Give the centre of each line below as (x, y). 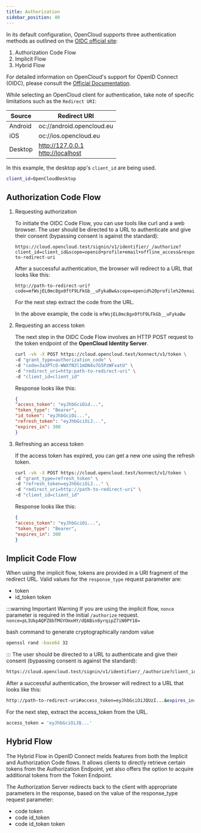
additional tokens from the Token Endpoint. (59, 775)
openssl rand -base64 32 (37, 643)
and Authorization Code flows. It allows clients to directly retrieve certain (96, 762)
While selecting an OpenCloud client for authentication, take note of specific (100, 95)
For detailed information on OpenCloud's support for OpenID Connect (92, 77)
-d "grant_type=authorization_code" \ (63, 360)
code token (29, 811)
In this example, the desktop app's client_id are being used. (81, 168)
